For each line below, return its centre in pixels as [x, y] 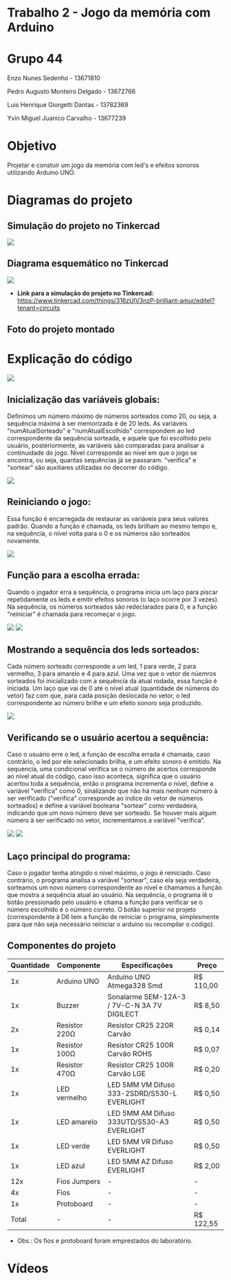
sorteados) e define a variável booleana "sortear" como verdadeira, [103, 806]
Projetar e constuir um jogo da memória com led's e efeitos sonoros [103, 165]
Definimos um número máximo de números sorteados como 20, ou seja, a [112, 416]
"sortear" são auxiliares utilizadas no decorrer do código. [88, 468]
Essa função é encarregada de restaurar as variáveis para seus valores [108, 518]
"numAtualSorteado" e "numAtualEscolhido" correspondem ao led [101, 431]
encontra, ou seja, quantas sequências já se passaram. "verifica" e [102, 460]
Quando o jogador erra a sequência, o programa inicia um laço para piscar [113, 592]
